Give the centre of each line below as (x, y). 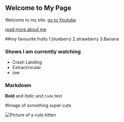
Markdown (18, 85)
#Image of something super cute (38, 105)
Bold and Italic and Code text (34, 96)
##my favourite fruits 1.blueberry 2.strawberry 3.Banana (62, 39)
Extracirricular (27, 68)
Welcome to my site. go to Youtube (41, 20)
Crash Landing (27, 62)
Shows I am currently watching (43, 51)
